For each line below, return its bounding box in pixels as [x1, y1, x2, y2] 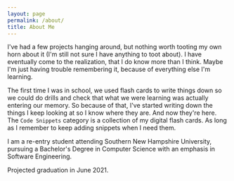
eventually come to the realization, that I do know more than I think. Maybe [7, 58, 223, 66]
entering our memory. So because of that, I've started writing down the [7, 101, 213, 110]
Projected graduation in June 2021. [7, 166, 109, 175]
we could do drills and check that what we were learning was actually [7, 94, 209, 102]
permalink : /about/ [7, 17, 65, 24]
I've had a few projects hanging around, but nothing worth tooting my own [7, 43, 222, 51]
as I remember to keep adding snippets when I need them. [7, 124, 176, 132]
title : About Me [7, 23, 55, 30]
